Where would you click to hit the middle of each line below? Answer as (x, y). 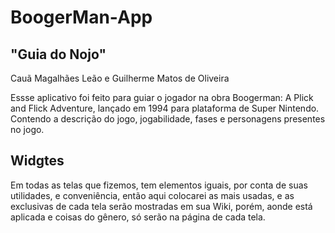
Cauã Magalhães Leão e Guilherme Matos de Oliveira (120, 78)
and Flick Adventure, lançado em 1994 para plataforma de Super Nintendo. (165, 108)
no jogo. (27, 129)
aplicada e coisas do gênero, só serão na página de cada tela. (138, 217)
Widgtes (37, 161)
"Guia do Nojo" (58, 54)
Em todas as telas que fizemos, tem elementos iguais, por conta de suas (159, 185)
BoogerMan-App (81, 17)
